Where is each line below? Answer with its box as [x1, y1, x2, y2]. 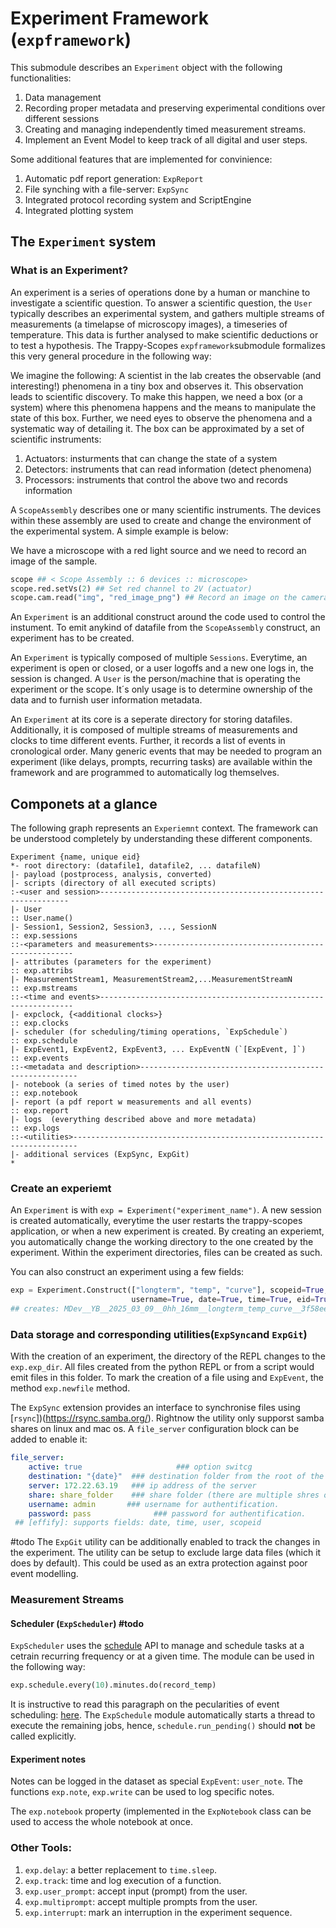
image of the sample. [10, 555, 98, 567]
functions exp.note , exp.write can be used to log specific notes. [10, 1786, 275, 1798]
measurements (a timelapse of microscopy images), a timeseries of [10, 318, 288, 330]
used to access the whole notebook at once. [10, 1816, 193, 1828]
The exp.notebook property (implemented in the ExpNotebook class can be [10, 1805, 312, 1817]
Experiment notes [10, 1753, 87, 1765]
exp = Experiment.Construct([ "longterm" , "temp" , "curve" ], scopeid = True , [10, 1285, 329, 1296]
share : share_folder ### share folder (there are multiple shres [28, 1490, 320, 1500]
